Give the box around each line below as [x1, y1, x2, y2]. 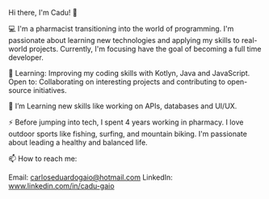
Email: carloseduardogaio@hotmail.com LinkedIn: [8, 172, 174, 182]
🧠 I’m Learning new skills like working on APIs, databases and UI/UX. [8, 101, 237, 111]
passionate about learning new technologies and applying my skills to [8, 36, 240, 44]
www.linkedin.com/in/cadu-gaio [8, 181, 115, 190]
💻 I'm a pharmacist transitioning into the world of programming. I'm [8, 24, 234, 33]
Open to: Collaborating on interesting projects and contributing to [8, 77, 226, 87]
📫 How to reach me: [8, 154, 78, 163]
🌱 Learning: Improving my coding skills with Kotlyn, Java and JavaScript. [8, 69, 250, 78]
